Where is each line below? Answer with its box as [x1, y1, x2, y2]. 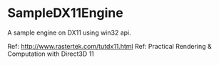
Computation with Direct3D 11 [7, 49, 94, 58]
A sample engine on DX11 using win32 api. [7, 28, 132, 37]
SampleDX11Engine [7, 5, 123, 21]
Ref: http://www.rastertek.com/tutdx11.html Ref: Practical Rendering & [7, 42, 212, 50]
